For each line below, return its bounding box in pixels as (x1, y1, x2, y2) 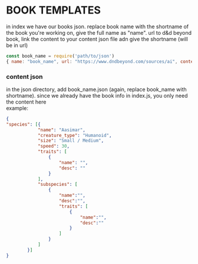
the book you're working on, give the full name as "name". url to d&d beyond (6, 29, 192, 36)
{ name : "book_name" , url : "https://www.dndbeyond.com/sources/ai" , (6, 58, 178, 65)
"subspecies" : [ (37, 182, 78, 188)
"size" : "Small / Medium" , (37, 138, 104, 144)
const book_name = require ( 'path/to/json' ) (6, 53, 115, 59)
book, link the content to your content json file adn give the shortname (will (6, 35, 189, 42)
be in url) (6, 42, 28, 49)
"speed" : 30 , (37, 143, 70, 149)
